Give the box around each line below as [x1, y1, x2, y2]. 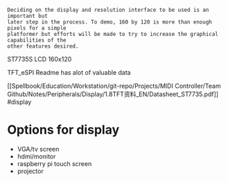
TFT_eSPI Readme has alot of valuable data [7, 69, 131, 76]
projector [17, 167, 44, 175]
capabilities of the [7, 37, 67, 44]
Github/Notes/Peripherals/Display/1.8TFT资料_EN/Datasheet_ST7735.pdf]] [7, 90, 219, 98]
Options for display [7, 122, 120, 138]
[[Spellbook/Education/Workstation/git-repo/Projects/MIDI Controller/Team [7, 82, 221, 90]
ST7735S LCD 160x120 [7, 55, 72, 63]
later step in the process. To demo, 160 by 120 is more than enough [7, 19, 213, 26]
